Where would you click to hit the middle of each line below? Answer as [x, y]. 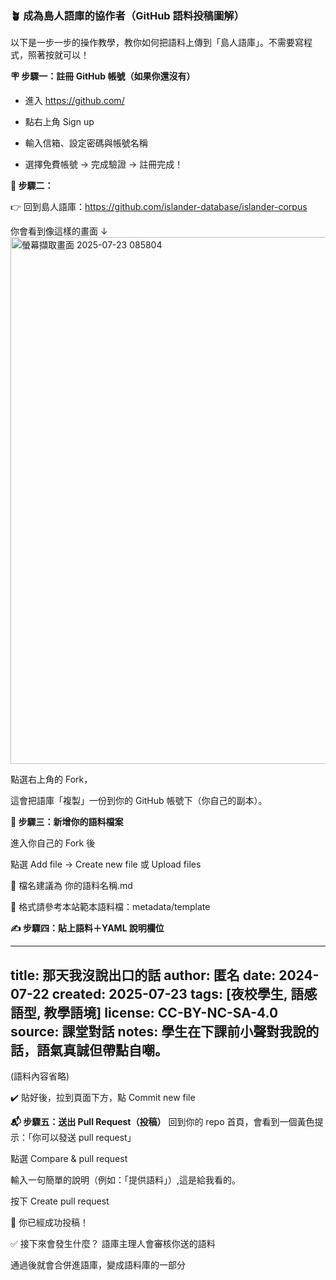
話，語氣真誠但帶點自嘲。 [89, 1050]
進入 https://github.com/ [74, 101]
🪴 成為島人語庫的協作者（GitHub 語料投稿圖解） [127, 15]
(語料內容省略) [40, 1076]
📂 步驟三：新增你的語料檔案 [67, 822]
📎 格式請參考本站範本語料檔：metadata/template [110, 907]
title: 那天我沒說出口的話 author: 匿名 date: [143, 975]
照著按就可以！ [58, 55]
